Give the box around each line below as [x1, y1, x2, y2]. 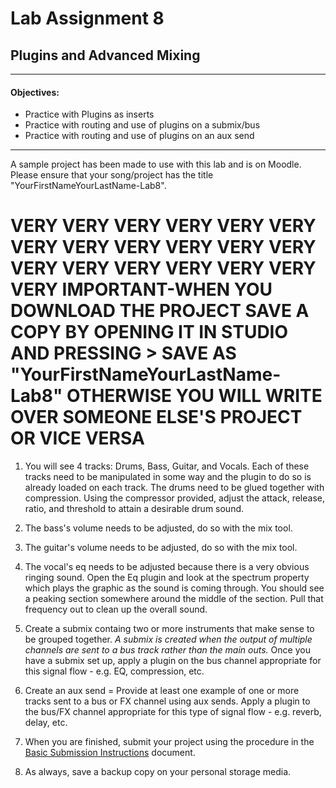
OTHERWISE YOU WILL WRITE [66, 385, 323, 407]
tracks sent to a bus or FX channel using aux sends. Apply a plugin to [24, 695, 311, 707]
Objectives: [10, 86, 60, 98]
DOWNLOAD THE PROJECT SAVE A [10, 300, 310, 322]
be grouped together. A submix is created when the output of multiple [24, 633, 313, 646]
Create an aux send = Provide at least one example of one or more [24, 685, 300, 697]
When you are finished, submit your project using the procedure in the [24, 736, 315, 748]
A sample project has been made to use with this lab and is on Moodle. [10, 158, 302, 171]
